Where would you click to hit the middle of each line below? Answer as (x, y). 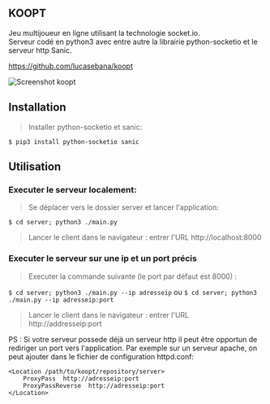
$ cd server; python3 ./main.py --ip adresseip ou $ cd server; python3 (133, 292)
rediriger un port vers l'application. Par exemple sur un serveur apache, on (133, 348)
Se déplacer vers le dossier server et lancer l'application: (123, 207)
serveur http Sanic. (40, 50)
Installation (37, 108)
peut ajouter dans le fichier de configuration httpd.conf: (101, 356)
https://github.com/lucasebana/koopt (71, 66)
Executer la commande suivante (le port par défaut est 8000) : (133, 276)
